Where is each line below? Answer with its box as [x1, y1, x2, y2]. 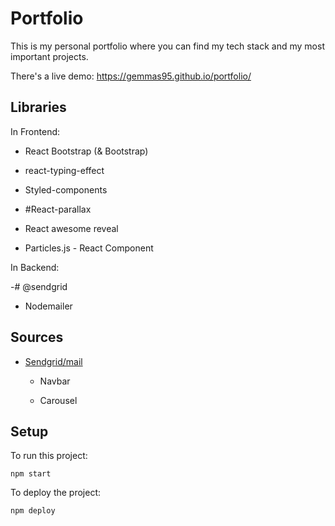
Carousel [39, 394, 78, 406]
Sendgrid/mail [24, 355, 83, 367]
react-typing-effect [24, 164, 105, 176]
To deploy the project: [10, 487, 102, 499]
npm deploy [10, 506, 56, 516]
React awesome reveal [24, 222, 119, 234]
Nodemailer [24, 300, 73, 312]
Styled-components [24, 183, 108, 196]
